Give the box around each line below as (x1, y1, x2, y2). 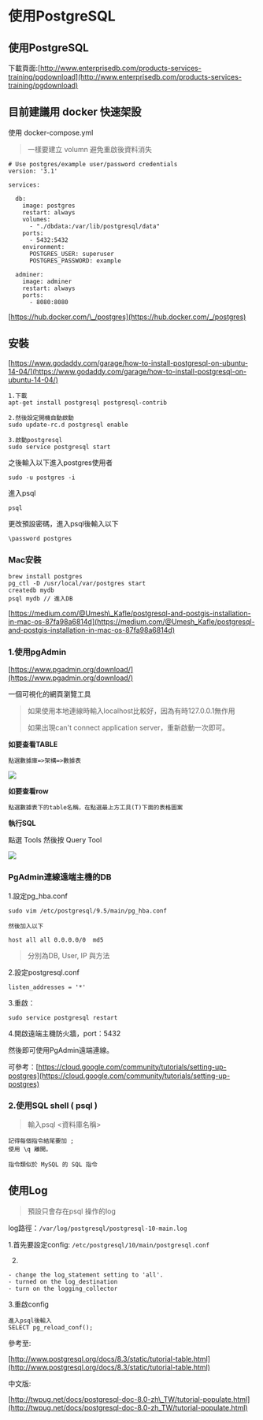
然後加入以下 (8, 922, 44, 930)
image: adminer (22, 277, 72, 285)
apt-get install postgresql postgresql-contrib (8, 399, 168, 407)
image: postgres (22, 202, 76, 210)
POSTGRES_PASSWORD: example (28, 257, 122, 265)
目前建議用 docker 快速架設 (8, 106, 142, 119)
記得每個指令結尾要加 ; (8, 1136, 75, 1145)
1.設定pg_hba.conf (8, 891, 69, 901)
